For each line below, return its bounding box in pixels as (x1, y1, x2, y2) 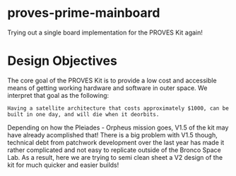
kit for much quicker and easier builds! (7, 161, 119, 169)
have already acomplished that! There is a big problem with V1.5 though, (7, 130, 218, 139)
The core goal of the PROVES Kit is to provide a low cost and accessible (7, 76, 217, 84)
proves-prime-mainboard (7, 5, 160, 21)
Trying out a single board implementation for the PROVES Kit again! (7, 28, 203, 37)
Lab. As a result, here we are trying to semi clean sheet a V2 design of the (7, 153, 223, 161)
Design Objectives (7, 53, 118, 69)
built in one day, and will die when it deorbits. (7, 111, 160, 118)
